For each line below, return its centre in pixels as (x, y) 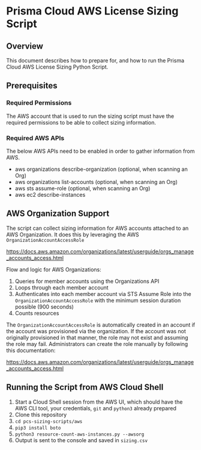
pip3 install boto (38, 428)
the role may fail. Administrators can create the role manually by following (97, 344)
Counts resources (37, 313)
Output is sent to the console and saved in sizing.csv (81, 440)
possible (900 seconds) (44, 307)
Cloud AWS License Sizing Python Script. (57, 67)
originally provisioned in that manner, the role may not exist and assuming (97, 337)
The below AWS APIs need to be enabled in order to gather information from (100, 151)
